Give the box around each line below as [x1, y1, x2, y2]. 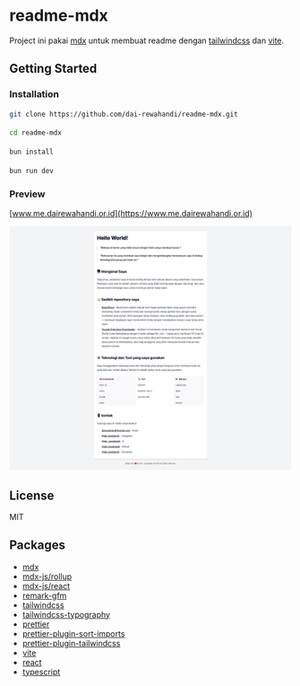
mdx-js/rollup [21, 571, 73, 582]
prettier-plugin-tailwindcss [21, 638, 121, 648]
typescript [21, 666, 61, 677]
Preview [9, 188, 46, 200]
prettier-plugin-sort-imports [21, 628, 125, 638]
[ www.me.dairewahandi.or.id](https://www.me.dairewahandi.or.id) [9, 208, 253, 219]
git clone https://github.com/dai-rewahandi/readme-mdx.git [9, 110, 239, 119]
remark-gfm [21, 590, 67, 601]
